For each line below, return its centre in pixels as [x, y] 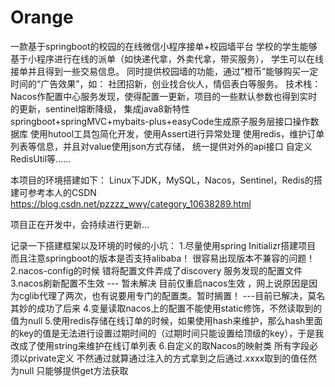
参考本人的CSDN [62, 192]
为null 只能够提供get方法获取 [69, 370]
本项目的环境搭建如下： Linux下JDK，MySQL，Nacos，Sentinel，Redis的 [162, 180]
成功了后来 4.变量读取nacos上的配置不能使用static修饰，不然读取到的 [179, 308]
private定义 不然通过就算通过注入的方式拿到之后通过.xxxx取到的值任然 [172, 358]
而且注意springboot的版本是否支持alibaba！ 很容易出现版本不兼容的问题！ [163, 258]
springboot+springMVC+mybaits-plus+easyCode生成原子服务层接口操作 [160, 121]
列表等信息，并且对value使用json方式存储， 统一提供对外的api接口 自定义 [161, 146]
